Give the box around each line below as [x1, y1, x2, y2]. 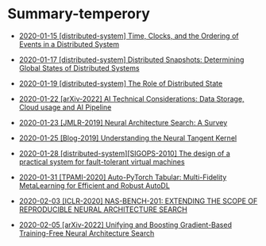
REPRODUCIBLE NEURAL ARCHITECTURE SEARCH [18, 204, 187, 214]
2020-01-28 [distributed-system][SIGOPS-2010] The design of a [18, 148, 231, 158]
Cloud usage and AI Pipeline [18, 102, 112, 112]
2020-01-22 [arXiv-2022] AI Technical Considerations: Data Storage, [18, 94, 245, 103]
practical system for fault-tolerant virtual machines [18, 156, 185, 167]
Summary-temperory [7, 5, 150, 23]
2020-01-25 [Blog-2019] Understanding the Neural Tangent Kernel [18, 133, 237, 143]
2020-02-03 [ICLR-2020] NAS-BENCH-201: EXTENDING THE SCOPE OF [18, 196, 258, 206]
